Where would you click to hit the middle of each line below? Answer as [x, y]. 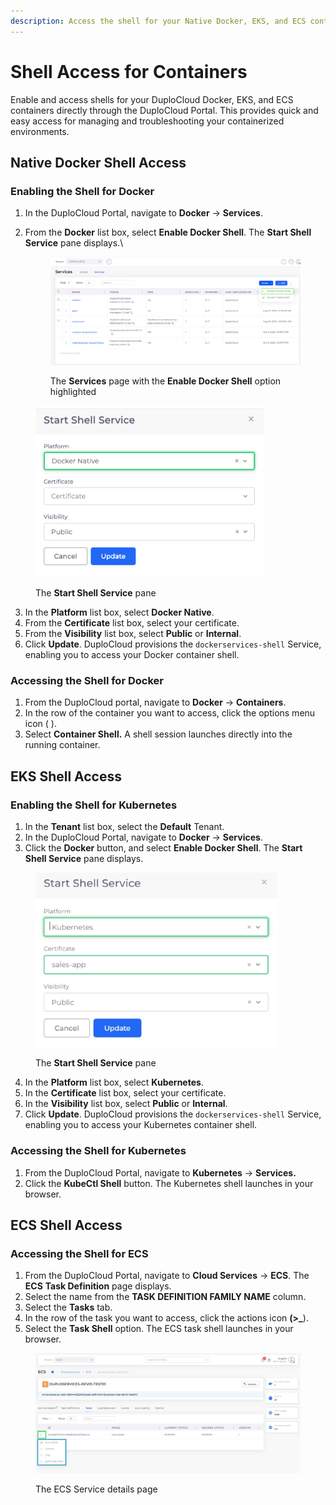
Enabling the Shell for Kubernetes [94, 805]
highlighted [73, 392]
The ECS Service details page [96, 1489]
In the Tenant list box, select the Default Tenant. [124, 826]
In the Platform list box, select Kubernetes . [114, 1082]
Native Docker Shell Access [98, 162]
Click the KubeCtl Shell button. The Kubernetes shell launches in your [169, 1183]
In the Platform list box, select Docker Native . [119, 612]
